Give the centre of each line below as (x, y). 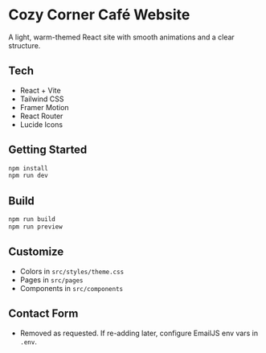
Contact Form (43, 314)
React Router (41, 116)
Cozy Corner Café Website (99, 15)
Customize (36, 252)
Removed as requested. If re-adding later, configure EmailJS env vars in (139, 333)
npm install (28, 168)
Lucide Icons (41, 124)
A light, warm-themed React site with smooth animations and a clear (121, 37)
